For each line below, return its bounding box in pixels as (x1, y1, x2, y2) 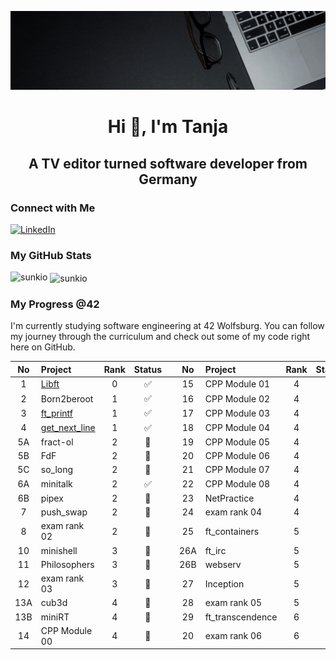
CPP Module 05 (204, 436, 271, 448)
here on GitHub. (10, 341, 76, 353)
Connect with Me (10, 201, 96, 215)
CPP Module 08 (204, 478, 271, 490)
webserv (204, 558, 242, 570)
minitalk (40, 478, 73, 490)
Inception (204, 577, 245, 590)
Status (133, 363, 162, 375)
